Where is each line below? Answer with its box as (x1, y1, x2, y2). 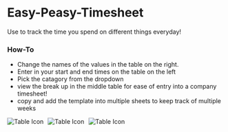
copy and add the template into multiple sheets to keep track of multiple (17, 97, 222, 105)
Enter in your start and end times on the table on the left (17, 67, 176, 76)
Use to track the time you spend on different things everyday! (7, 27, 181, 36)
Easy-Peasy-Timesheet (7, 5, 144, 21)
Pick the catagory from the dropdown (17, 75, 124, 83)
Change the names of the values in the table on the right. (17, 60, 179, 69)
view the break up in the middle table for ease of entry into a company (17, 82, 217, 91)
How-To (7, 45, 34, 54)
